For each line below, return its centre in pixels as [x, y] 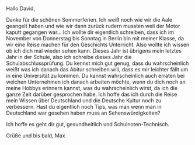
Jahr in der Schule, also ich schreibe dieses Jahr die [69, 57]
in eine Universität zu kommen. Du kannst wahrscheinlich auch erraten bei [95, 76]
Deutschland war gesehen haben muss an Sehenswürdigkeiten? [83, 113]
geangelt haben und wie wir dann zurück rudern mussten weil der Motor [93, 26]
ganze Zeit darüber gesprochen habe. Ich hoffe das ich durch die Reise [92, 94]
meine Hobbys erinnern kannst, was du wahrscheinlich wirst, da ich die [92, 88]
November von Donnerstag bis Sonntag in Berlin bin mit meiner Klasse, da [95, 38]
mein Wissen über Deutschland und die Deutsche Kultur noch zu [84, 101]
